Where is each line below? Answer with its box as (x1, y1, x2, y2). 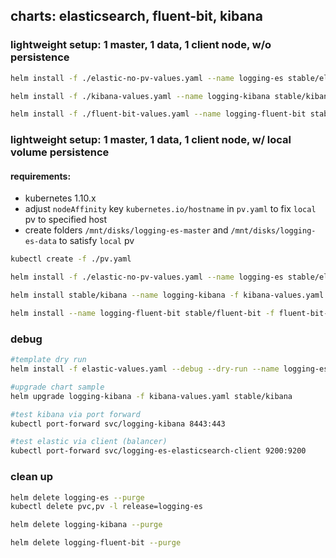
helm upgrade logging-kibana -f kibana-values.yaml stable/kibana (10, 391, 293, 401)
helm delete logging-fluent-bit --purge (10, 538, 182, 548)
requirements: (10, 170, 72, 182)
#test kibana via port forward (10, 409, 141, 419)
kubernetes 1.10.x (24, 192, 97, 204)
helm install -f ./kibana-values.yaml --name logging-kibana (10, 91, 271, 101)
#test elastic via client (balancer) (10, 437, 168, 447)
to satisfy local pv (58, 235, 135, 247)
